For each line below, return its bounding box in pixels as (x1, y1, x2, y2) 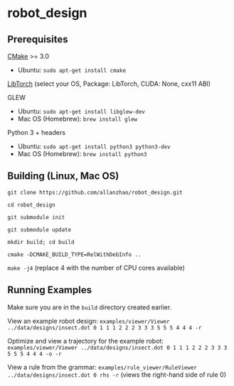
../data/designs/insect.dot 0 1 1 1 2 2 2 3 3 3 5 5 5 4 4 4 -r (7, 324, 202, 331)
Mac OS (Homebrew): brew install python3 (17, 150, 147, 158)
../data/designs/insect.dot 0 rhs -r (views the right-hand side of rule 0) (7, 370, 226, 379)
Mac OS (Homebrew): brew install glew (17, 115, 137, 123)
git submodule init (7, 214, 65, 221)
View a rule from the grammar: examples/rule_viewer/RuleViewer (7, 363, 198, 371)
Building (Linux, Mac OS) (7, 170, 119, 182)
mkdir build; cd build (7, 238, 75, 246)
